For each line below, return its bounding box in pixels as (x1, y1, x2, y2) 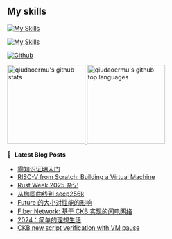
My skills (7, 6, 47, 17)
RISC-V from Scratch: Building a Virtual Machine (17, 172, 155, 180)
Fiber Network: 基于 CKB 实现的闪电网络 (17, 207, 133, 215)
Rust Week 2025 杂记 (17, 180, 79, 189)
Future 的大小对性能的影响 (17, 198, 92, 206)
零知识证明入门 (17, 164, 60, 173)
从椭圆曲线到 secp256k (17, 190, 85, 198)
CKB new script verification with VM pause (17, 223, 140, 232)
